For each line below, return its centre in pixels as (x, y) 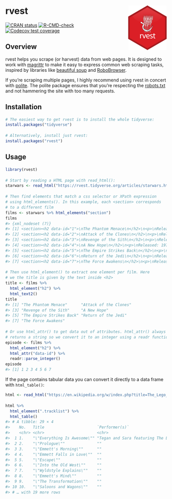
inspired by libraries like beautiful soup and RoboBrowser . (66, 70)
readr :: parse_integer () (35, 359)
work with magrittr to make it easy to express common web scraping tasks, (84, 65)
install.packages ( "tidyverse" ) (39, 125)
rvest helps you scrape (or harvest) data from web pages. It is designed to (84, 59)
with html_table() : (25, 385)
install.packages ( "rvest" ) (34, 141)
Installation (24, 107)
